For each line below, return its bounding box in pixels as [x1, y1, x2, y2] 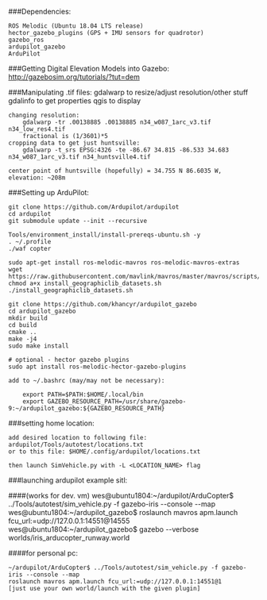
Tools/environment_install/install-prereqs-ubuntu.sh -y [8, 231, 201, 239]
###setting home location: [8, 418, 95, 428]
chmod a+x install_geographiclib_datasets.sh [8, 279, 161, 287]
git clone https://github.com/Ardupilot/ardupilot [8, 203, 180, 211]
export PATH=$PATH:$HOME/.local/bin [22, 390, 145, 398]
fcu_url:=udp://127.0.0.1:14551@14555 [8, 516, 130, 525]
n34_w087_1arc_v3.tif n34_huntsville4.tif [8, 153, 151, 161]
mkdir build [8, 314, 48, 322]
